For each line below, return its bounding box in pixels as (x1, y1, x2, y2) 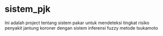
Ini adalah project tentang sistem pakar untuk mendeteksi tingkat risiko (4, 20, 150, 26)
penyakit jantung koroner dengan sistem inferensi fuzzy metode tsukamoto (4, 25, 159, 31)
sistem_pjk (4, 3, 51, 15)
